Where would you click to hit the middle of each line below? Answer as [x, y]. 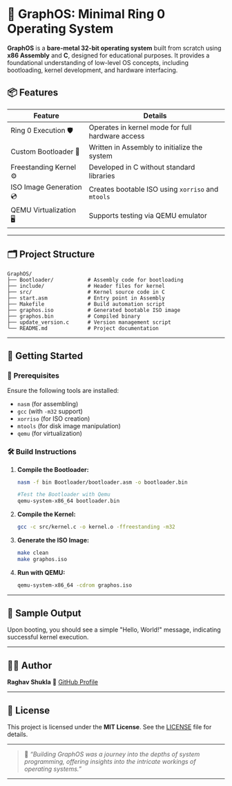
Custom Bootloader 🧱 [46, 152]
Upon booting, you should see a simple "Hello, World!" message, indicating [114, 630]
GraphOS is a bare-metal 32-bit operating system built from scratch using [115, 48]
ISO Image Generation [47, 187]
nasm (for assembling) [48, 404]
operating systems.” [53, 769]
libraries [102, 176]
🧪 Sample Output [44, 613]
